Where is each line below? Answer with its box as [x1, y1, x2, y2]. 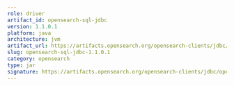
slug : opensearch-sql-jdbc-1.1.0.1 [7, 49, 111, 56]
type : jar [7, 62, 36, 69]
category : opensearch [7, 55, 70, 62]
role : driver [7, 10, 45, 17]
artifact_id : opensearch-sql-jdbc [7, 17, 108, 24]
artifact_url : [7, 42, 49, 49]
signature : [7, 68, 39, 75]
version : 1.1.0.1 [7, 23, 58, 30]
